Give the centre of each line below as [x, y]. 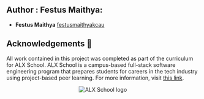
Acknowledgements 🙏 [49, 44]
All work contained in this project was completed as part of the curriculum [100, 58]
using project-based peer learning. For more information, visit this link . [95, 78]
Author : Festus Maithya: [55, 10]
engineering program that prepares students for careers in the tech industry [102, 71]
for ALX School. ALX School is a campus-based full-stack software [91, 65]
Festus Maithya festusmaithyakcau [60, 24]
